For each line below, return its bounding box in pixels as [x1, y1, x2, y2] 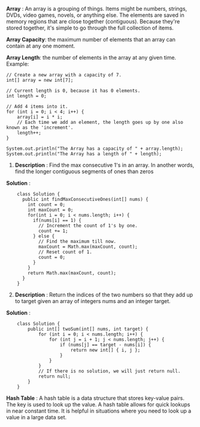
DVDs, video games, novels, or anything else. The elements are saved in [6, 11, 184, 19]
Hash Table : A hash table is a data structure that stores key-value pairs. [6, 395, 184, 402]
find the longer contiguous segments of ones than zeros [14, 168, 154, 175]
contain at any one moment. [6, 42, 75, 49]
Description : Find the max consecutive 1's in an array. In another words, [14, 162, 195, 168]
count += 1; [38, 228, 68, 234]
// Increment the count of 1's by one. [38, 223, 138, 229]
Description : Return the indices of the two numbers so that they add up [14, 291, 193, 298]
